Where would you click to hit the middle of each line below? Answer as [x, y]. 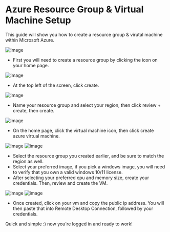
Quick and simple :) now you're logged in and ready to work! [69, 224]
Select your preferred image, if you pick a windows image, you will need [89, 167]
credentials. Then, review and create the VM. [60, 183]
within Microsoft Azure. [30, 40]
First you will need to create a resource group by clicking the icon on [85, 60]
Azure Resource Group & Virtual [75, 9]
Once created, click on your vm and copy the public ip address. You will [88, 203]
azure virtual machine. [36, 136]
